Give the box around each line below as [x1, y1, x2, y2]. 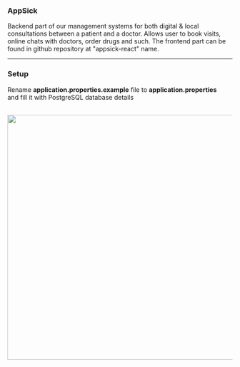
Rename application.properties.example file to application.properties [7, 85, 217, 94]
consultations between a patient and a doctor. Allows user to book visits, [7, 29, 221, 38]
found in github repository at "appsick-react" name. [7, 45, 159, 53]
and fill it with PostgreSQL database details [7, 93, 134, 101]
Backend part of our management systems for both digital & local [7, 22, 199, 31]
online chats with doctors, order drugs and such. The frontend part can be [7, 37, 226, 46]
